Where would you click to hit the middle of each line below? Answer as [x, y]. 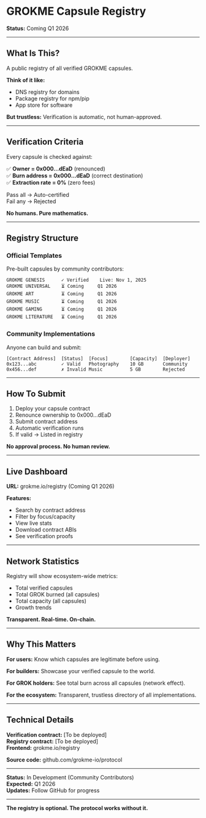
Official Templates [34, 255]
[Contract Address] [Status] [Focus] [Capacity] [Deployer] [98, 358]
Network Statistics [43, 561]
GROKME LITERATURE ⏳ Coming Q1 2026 [62, 317]
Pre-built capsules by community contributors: [65, 269]
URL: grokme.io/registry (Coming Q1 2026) [60, 487]
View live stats [33, 523]
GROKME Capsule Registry [76, 11]
